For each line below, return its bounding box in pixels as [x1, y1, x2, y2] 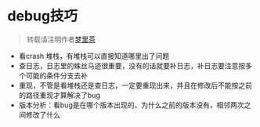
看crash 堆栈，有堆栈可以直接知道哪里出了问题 [18, 51, 170, 60]
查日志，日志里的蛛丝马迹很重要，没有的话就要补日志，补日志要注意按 [18, 60, 246, 71]
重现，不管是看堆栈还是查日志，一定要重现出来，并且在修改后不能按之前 [18, 80, 252, 90]
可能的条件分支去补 [25, 71, 88, 80]
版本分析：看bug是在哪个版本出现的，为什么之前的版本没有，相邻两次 [18, 100, 244, 110]
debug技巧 [7, 7, 78, 25]
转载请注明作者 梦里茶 [26, 34, 96, 44]
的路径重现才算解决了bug [18, 90, 101, 100]
